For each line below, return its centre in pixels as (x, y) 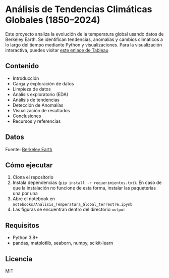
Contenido (22, 66)
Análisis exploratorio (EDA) (40, 94)
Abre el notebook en (34, 199)
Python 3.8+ (25, 238)
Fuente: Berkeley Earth (29, 149)
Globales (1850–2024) (53, 20)
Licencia (19, 259)
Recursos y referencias (37, 121)
